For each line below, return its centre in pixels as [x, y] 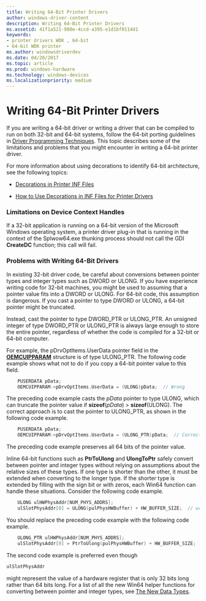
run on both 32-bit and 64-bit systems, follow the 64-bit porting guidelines [101, 134]
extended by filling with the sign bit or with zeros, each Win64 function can [101, 485]
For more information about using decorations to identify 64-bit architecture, [103, 166]
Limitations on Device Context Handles [65, 212]
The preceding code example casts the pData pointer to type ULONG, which [103, 398]
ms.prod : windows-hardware [41, 69]
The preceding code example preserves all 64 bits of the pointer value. [96, 447]
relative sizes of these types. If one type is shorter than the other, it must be [102, 472]
